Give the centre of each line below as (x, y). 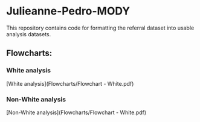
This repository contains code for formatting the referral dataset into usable (100, 28)
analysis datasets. (29, 34)
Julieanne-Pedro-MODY (68, 11)
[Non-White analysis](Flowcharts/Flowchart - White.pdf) (76, 112)
